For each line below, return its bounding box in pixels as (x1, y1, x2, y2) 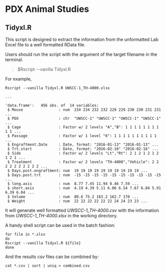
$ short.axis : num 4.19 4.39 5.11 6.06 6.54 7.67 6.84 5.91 (7, 185, 162, 190)
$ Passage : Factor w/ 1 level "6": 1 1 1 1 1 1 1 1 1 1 (7, 133, 157, 138)
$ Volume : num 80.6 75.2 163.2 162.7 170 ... (7, 194, 139, 199)
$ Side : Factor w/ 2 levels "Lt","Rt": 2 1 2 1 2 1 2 (7, 151, 159, 156)
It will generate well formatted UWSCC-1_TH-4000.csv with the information (5, 207, 159, 213)
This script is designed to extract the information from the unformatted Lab (5, 36, 159, 42)
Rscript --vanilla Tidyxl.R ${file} (5, 241, 81, 246)
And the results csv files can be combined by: (5, 254, 99, 260)
